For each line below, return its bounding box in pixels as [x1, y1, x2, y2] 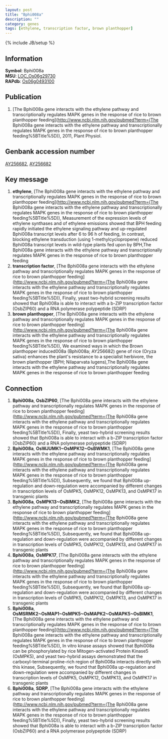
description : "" [5, 17, 39, 22]
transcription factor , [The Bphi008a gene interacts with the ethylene [12, 263, 155, 269]
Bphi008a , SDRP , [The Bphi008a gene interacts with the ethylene [12, 685, 148, 691]
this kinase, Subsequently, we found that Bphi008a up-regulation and [12, 664, 156, 670]
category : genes [5, 21, 39, 27]
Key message [5, 175, 48, 184]
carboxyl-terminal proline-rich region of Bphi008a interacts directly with [12, 659, 161, 665]
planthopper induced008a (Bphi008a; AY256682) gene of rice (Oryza [12, 348, 156, 354]
